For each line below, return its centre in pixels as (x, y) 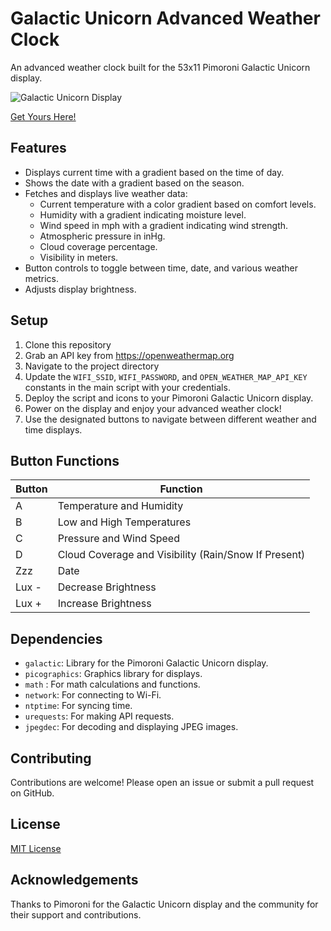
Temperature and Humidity (120, 506)
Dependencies (56, 638)
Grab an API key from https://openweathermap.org (129, 355)
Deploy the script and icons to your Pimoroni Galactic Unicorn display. (169, 398)
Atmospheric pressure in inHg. (102, 236)
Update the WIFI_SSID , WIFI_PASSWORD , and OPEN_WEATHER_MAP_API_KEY (166, 376)
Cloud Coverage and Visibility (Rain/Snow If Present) (181, 555)
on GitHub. (32, 793)
